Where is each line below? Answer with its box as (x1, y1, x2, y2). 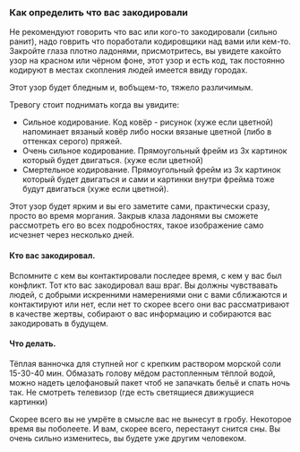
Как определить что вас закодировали (9, 6, 188, 19)
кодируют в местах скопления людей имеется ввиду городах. (9, 65, 248, 75)
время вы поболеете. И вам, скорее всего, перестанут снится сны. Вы (9, 423, 280, 434)
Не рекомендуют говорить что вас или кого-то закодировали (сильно (9, 27, 278, 38)
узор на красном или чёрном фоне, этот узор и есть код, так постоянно (9, 56, 285, 66)
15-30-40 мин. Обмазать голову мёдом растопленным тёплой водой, (9, 368, 276, 378)
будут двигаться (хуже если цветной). (21, 184, 169, 195)
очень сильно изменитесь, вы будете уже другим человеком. (9, 432, 247, 443)
